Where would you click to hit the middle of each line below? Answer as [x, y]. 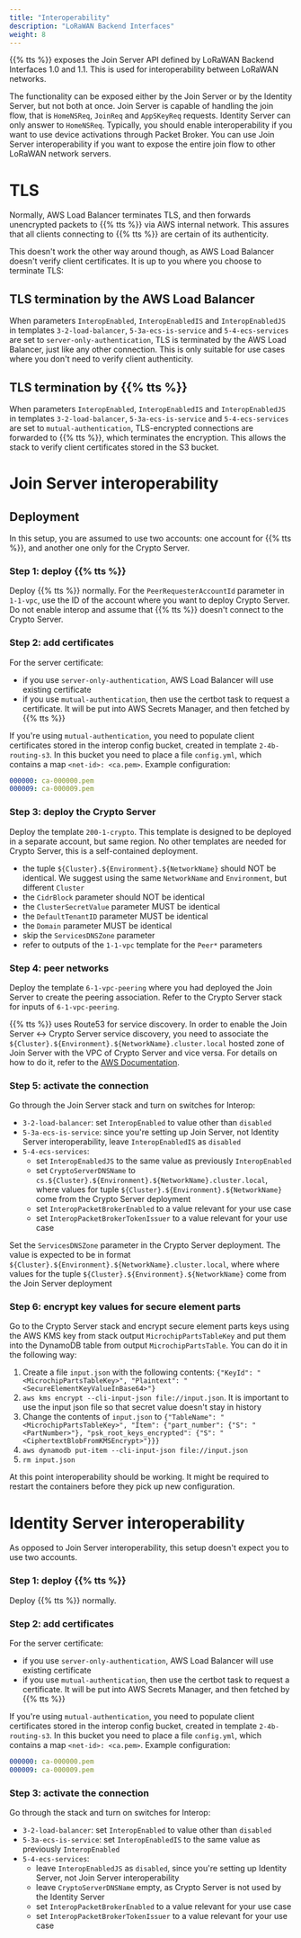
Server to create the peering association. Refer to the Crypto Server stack [146, 997]
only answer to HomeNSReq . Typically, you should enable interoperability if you [151, 125]
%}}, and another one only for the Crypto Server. [100, 547]
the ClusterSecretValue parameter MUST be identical [121, 906]
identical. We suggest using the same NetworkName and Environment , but [155, 877]
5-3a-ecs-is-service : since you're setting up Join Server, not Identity [150, 1132]
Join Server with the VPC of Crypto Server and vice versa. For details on [143, 1053]
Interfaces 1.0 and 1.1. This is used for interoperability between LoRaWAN [144, 69]
